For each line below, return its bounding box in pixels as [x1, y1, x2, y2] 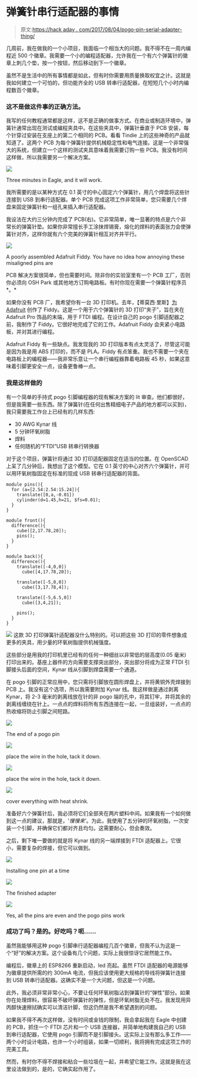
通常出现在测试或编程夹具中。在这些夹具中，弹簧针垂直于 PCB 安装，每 [16, 125, 189, 132]
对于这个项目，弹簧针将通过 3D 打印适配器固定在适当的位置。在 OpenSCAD [6, 455, 189, 462]
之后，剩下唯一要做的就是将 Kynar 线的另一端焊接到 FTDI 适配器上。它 [6, 837, 176, 844]
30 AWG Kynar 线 [14, 421, 57, 428]
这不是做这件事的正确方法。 [6, 102, 84, 110]
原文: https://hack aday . [20, 26, 78, 33]
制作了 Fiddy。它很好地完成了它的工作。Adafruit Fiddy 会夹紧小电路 [21, 321, 186, 328]
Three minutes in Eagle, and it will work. [6, 177, 103, 184]
